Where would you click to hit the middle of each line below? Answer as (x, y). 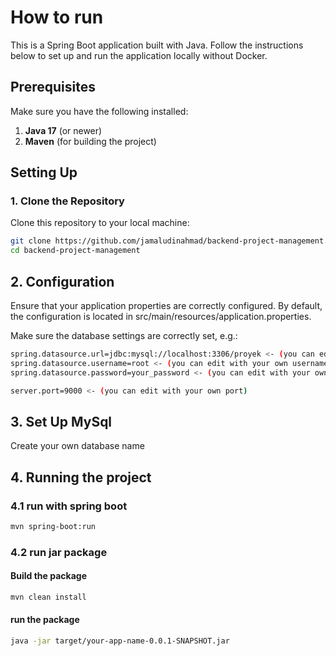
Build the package (49, 576)
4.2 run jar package (59, 552)
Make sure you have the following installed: (99, 111)
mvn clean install (48, 597)
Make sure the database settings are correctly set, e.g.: (124, 335)
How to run (57, 17)
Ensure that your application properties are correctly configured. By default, (166, 305)
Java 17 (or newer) (63, 130)
